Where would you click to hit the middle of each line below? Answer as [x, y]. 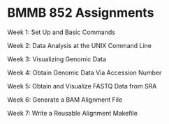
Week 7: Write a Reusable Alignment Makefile [73, 113]
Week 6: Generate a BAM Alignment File [65, 100]
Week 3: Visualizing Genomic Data [57, 59]
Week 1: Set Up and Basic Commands [61, 32]
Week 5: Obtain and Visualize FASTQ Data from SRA [82, 86]
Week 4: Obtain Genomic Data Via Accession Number [84, 72]
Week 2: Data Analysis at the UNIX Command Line [80, 45]
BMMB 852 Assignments [81, 13]
